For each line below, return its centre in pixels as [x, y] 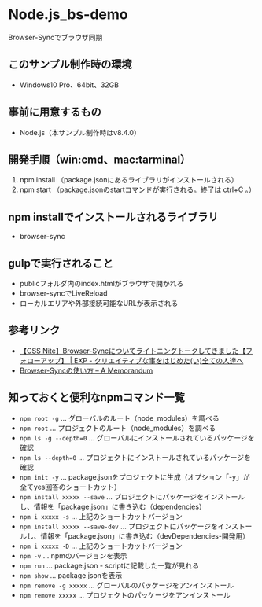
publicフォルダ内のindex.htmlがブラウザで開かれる [101, 283]
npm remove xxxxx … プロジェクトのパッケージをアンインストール [125, 594]
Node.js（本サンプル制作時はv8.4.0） [80, 132]
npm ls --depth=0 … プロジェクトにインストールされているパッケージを [135, 457]
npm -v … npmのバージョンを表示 [73, 555]
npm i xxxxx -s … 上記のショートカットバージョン [101, 516]
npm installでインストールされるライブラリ [113, 217]
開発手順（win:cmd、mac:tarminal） [100, 159]
